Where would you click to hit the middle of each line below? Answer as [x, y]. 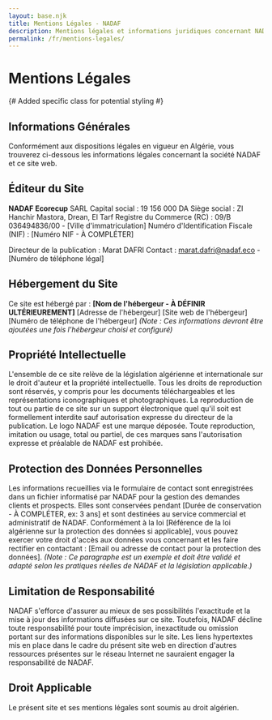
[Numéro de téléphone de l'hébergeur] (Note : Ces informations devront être [136, 320]
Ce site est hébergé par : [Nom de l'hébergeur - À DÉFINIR [107, 303]
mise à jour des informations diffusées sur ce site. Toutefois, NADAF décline [135, 619]
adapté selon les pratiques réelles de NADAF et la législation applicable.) [130, 566]
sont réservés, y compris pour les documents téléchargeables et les [122, 392]
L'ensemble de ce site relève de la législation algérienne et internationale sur [136, 375]
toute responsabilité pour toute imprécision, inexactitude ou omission [123, 628]
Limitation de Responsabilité [82, 591]
